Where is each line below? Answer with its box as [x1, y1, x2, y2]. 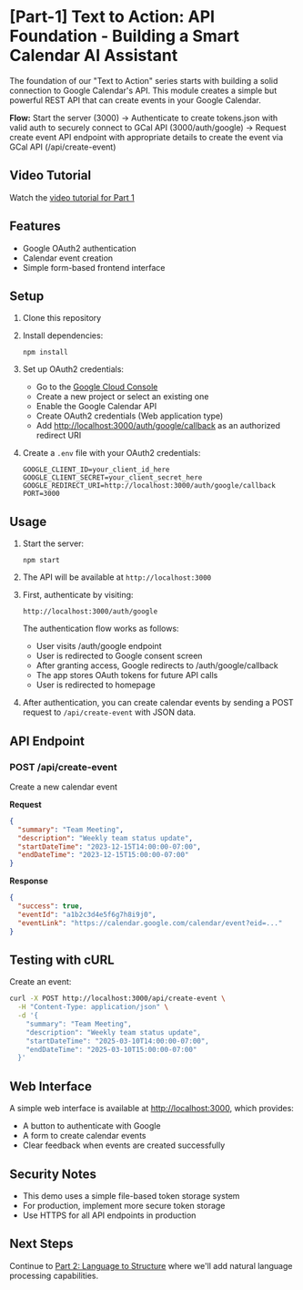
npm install [22, 348, 68, 357]
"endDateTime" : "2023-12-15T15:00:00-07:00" [17, 851, 189, 860]
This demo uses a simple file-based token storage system [22, 1190, 240, 1201]
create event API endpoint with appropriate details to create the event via [9, 131, 284, 142]
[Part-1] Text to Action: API [9, 6, 216, 27]
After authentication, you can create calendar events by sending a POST [22, 697, 294, 708]
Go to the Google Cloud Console [35, 381, 158, 393]
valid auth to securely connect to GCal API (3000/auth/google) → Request [9, 121, 287, 133]
